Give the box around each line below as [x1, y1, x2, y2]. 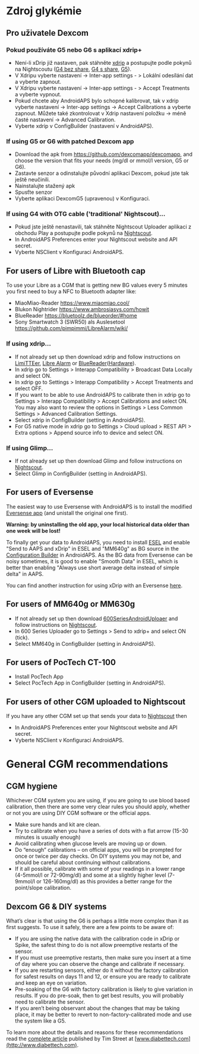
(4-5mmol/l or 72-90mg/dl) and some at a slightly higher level [14, 871, 166, 879]
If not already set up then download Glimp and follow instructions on [14, 457, 182, 465]
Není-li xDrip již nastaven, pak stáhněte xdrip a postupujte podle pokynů [14, 59, 192, 66]
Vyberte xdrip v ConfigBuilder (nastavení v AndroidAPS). [14, 122, 154, 129]
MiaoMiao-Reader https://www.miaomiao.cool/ [14, 299, 129, 307]
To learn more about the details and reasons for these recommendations [6, 1028, 184, 1036]
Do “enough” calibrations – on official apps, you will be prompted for [14, 846, 182, 854]
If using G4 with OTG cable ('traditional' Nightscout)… [6, 210, 166, 218]
